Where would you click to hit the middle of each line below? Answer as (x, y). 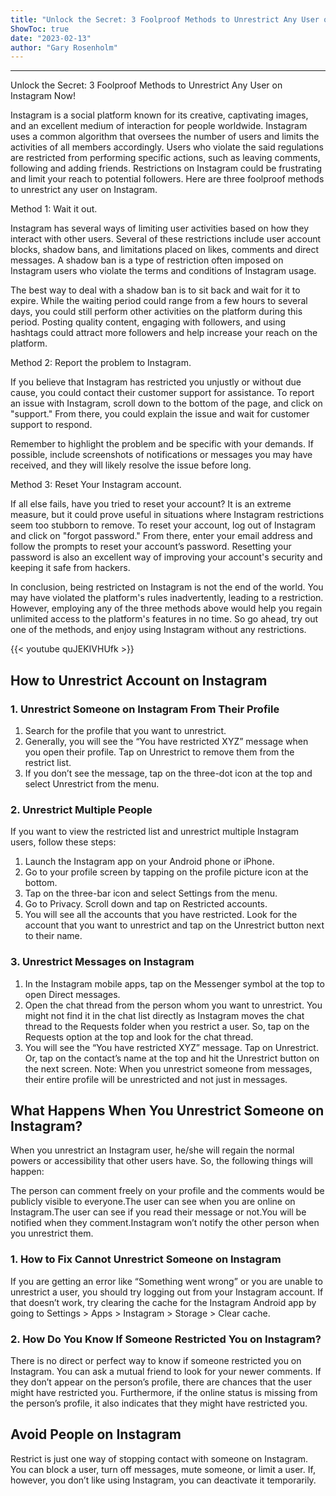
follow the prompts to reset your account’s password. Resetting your (151, 547)
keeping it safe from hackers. (70, 568)
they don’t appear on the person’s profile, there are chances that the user (161, 1382)
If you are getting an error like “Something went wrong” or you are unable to (166, 1281)
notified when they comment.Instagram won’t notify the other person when (165, 1223)
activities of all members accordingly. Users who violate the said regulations (167, 147)
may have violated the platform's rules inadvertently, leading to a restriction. (167, 598)
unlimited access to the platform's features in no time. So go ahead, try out (164, 619)
